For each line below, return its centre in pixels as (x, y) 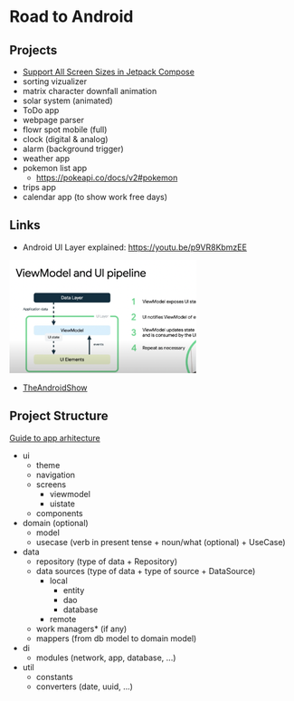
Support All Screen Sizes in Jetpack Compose (108, 72)
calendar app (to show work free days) (95, 197)
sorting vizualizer (55, 82)
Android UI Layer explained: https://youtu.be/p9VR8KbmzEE (134, 247)
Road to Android (71, 17)
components (59, 513)
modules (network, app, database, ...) (106, 658)
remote (63, 619)
